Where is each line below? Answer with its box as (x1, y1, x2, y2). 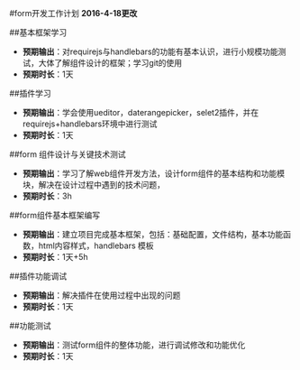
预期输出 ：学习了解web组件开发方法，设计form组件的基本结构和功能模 (22, 168, 286, 179)
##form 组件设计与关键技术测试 (9, 149, 126, 160)
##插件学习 (9, 88, 51, 98)
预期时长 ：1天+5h (22, 252, 88, 262)
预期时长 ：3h (22, 190, 72, 201)
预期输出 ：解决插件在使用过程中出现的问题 (22, 290, 181, 301)
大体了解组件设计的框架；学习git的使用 (38, 58, 183, 68)
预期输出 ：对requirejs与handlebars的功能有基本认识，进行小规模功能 (22, 46, 278, 57)
